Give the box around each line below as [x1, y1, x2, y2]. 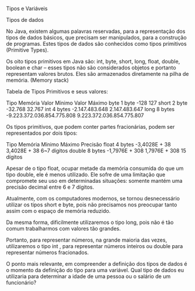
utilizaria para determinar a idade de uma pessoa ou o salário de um [6, 273, 171, 280]
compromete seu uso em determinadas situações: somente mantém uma [6, 178, 183, 184]
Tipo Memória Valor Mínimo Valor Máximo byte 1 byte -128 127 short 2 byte [6, 99, 188, 106]
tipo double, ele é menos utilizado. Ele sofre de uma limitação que [6, 171, 166, 178]
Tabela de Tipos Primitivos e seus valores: [6, 88, 109, 95]
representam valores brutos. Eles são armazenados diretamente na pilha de [6, 71, 189, 77]
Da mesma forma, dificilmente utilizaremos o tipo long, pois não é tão [6, 219, 174, 226]
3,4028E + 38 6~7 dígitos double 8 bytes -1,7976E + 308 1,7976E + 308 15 [6, 147, 186, 154]
